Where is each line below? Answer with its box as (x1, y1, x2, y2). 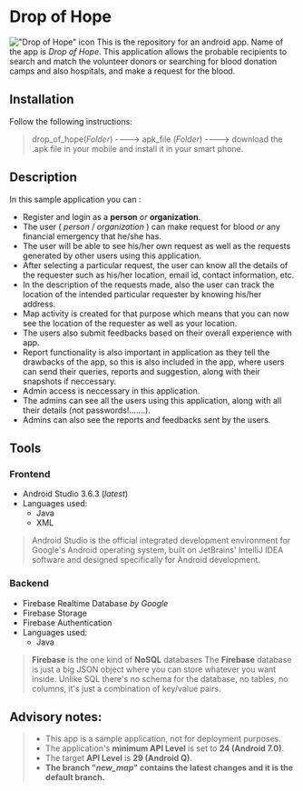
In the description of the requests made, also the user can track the (22, 279, 275, 290)
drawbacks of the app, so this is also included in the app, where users (22, 356, 285, 367)
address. (22, 298, 56, 309)
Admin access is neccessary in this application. (22, 385, 200, 396)
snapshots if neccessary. (22, 375, 117, 386)
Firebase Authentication (22, 616, 112, 628)
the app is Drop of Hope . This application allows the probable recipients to (9, 45, 288, 56)
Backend (9, 577, 50, 590)
